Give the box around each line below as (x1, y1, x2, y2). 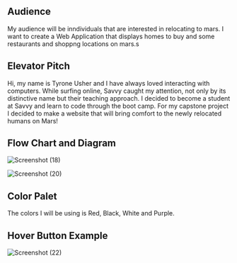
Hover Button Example (7, 230, 108, 242)
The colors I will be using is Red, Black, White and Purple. (7, 209, 175, 218)
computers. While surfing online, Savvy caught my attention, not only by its (7, 86, 226, 95)
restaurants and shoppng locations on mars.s (7, 39, 139, 48)
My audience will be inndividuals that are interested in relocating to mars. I (7, 24, 224, 33)
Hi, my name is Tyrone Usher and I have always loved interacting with (7, 79, 210, 87)
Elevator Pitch (7, 60, 71, 72)
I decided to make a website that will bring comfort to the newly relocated (7, 109, 222, 118)
